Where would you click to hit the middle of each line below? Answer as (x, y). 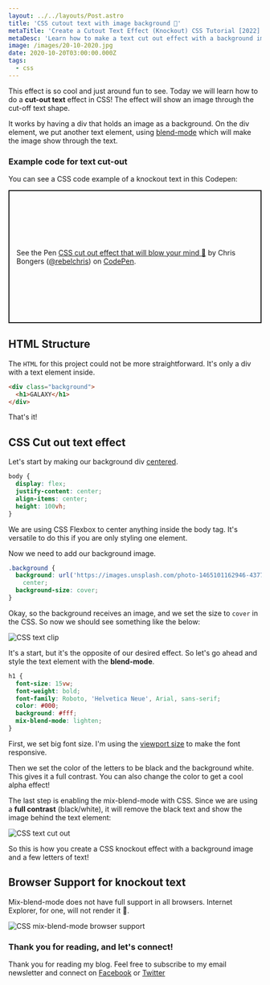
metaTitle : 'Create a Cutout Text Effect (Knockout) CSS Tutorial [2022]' (136, 31)
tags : (17, 61)
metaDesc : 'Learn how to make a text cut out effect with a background (131, 38)
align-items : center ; (52, 499)
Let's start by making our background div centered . (93, 462)
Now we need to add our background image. (82, 553)
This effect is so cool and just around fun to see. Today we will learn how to (133, 91)
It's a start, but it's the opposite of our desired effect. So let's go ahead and (133, 652)
